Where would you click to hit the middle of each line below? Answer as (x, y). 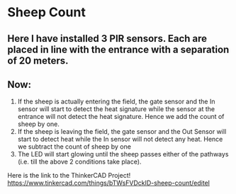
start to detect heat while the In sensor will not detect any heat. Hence (120, 139)
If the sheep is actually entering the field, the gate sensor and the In (116, 102)
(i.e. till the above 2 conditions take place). (79, 162)
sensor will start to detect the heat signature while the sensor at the (116, 109)
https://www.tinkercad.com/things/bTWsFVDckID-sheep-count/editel (109, 183)
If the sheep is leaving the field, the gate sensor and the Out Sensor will (122, 132)
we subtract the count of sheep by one (74, 147)
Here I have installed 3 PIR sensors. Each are (107, 39)
